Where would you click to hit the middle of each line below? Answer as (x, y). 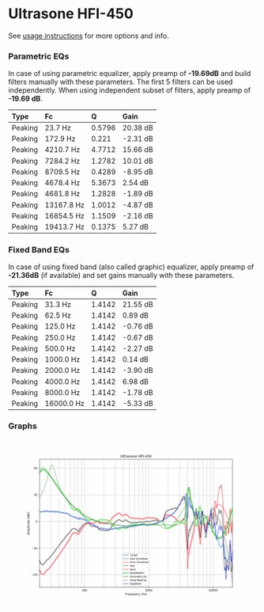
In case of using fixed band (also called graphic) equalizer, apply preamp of (131, 267)
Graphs (23, 426)
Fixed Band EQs (39, 249)
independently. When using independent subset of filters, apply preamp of (130, 90)
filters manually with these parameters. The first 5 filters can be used (121, 82)
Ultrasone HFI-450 (71, 14)
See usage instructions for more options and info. (89, 36)
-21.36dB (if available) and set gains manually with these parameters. (121, 276)
